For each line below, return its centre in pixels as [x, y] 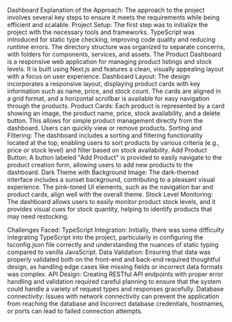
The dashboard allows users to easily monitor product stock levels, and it [111, 202]
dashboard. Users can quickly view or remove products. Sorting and [105, 128]
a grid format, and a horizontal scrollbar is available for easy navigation [108, 99]
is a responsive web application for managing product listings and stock [110, 61]
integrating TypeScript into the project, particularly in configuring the [105, 237]
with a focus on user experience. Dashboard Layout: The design [99, 76]
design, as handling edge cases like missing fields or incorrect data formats [115, 267]
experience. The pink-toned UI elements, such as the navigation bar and [110, 187]
